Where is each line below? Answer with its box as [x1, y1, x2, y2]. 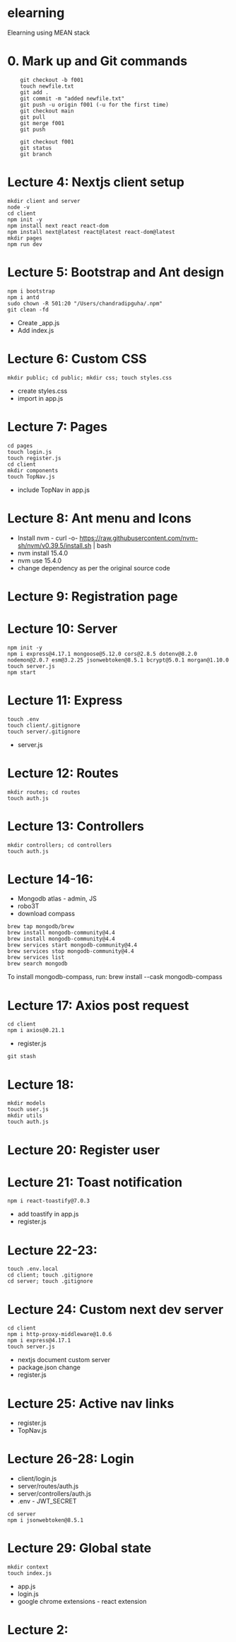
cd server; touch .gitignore [7, 1278, 93, 1285]
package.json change [17, 1363, 81, 1372]
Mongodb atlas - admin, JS [17, 894, 97, 903]
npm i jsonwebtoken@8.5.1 [7, 1517, 83, 1524]
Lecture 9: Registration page [7, 588, 178, 604]
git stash [7, 1053, 37, 1060]
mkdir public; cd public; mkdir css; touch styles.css [7, 374, 172, 381]
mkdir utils [7, 1112, 42, 1120]
